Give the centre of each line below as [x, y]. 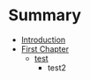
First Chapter [45, 48]
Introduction [43, 40]
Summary [45, 15]
